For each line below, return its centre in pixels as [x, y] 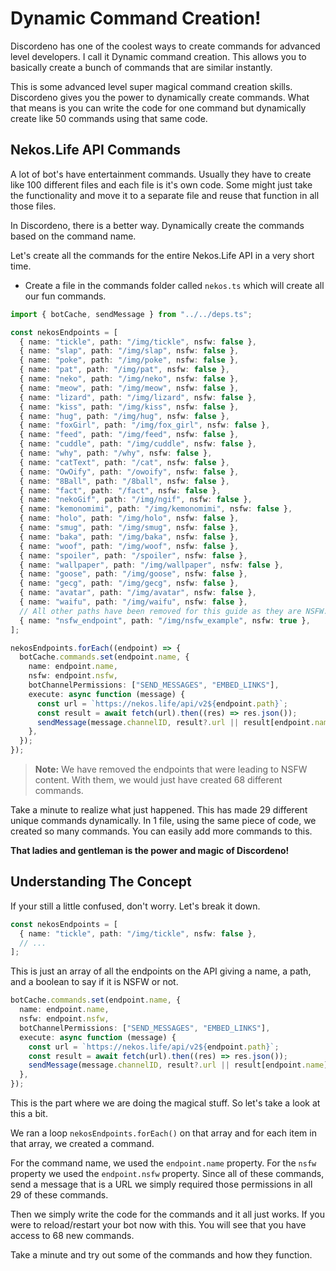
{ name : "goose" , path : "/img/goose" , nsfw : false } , [133, 574]
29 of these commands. [59, 1195]
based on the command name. [73, 236]
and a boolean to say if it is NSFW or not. [94, 982]
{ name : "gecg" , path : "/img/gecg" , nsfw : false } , [129, 583]
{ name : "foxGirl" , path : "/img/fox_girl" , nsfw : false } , [145, 425]
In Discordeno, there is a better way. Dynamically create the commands [157, 225]
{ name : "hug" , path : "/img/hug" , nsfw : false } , [124, 416]
